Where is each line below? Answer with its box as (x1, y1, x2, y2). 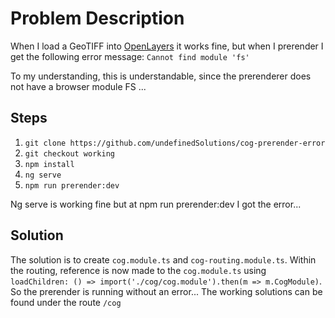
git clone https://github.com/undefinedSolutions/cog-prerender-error (24, 138, 326, 148)
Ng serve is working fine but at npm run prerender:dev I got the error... (10, 198, 302, 210)
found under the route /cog (10, 296, 122, 308)
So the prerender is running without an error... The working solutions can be (10, 285, 323, 297)
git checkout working (24, 148, 115, 159)
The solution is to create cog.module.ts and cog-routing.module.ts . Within (10, 253, 317, 266)
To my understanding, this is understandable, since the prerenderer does (10, 70, 312, 82)
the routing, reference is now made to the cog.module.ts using (10, 264, 267, 276)
